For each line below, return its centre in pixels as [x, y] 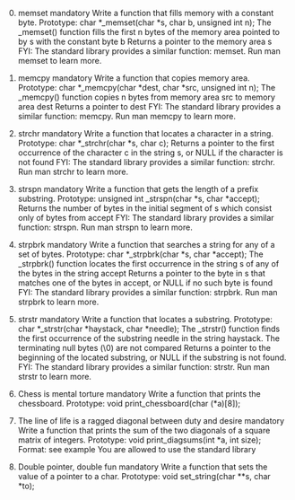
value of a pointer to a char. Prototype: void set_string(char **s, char [144, 476]
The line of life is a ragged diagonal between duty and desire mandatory [151, 421]
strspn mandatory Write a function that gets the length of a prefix [138, 189]
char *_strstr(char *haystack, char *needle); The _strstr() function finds [149, 329]
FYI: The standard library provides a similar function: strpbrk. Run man [147, 292]
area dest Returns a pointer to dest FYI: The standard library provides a [149, 106]
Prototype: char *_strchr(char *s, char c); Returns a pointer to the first [146, 143]
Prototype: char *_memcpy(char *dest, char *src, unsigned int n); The [147, 88]
